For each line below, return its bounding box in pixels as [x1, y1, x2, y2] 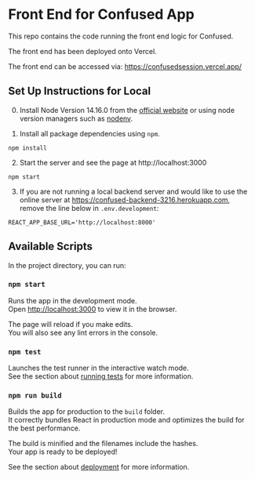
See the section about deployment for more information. [8, 463, 190, 472]
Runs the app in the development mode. [8, 296, 137, 305]
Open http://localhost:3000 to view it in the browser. [8, 304, 177, 314]
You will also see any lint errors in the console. [8, 328, 158, 337]
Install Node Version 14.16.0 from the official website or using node [19, 105, 235, 114]
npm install [8, 143, 47, 152]
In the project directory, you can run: [8, 260, 126, 270]
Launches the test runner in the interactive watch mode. [8, 363, 190, 373]
